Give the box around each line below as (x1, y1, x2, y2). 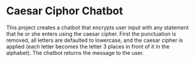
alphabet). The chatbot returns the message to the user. (6, 49, 144, 56)
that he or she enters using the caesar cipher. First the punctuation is (6, 30, 176, 37)
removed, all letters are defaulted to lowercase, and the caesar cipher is (6, 36, 184, 44)
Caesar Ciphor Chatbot (6, 4, 124, 18)
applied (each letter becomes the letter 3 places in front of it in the (6, 43, 170, 50)
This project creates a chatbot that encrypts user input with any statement (6, 24, 189, 31)
